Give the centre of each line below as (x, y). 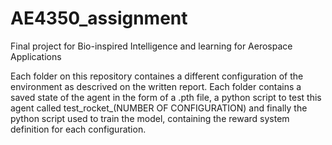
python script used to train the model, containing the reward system (150, 118)
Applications (36, 56)
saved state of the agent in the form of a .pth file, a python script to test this (166, 97)
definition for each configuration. (78, 129)
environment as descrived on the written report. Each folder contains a (156, 86)
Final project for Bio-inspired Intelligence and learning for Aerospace (151, 46)
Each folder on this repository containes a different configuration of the (157, 76)
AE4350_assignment (99, 18)
